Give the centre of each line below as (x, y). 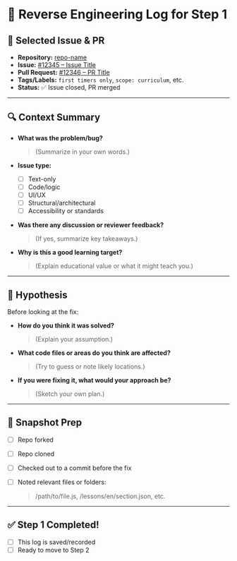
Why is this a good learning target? (70, 253)
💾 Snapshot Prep (45, 423)
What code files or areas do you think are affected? (94, 353)
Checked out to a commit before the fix (74, 468)
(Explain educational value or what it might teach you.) (114, 266)
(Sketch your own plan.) (70, 394)
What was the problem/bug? (60, 138)
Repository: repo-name (52, 57)
